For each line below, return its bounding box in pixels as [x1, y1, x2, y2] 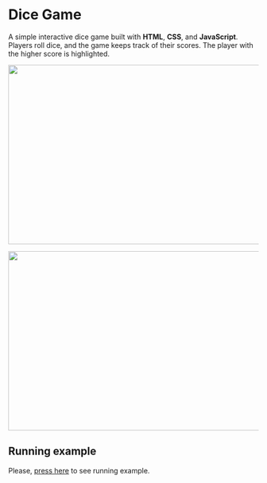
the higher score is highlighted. [8, 49, 110, 58]
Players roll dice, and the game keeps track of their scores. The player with [8, 40, 254, 49]
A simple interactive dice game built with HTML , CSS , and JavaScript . [8, 32, 238, 41]
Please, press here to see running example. [8, 465, 150, 475]
